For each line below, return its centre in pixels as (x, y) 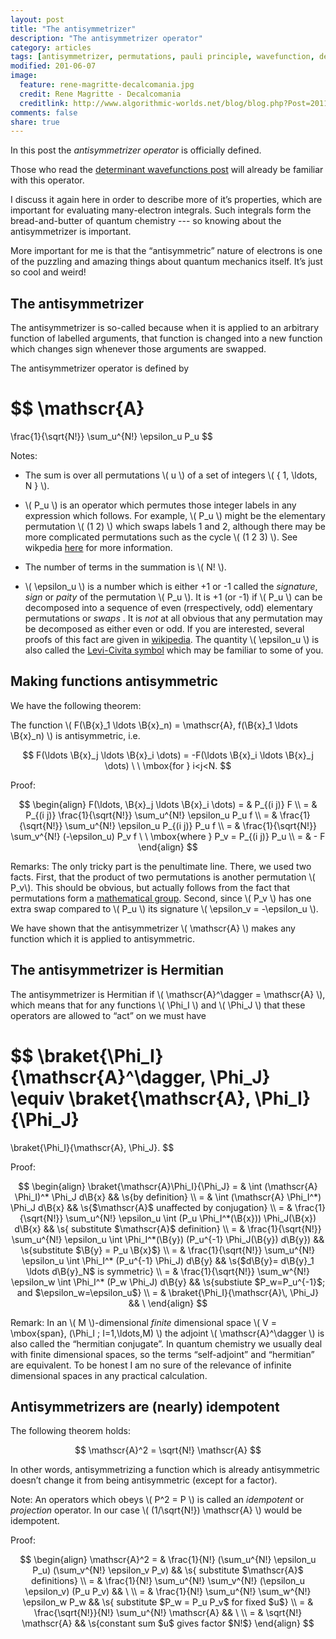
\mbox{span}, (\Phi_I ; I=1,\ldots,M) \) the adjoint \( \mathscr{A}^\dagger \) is (167, 1333)
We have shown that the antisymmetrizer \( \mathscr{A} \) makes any (153, 928)
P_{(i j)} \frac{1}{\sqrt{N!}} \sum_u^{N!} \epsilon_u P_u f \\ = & (151, 815)
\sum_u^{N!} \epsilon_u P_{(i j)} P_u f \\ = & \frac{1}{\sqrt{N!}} (191, 825)
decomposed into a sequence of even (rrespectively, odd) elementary (168, 607)
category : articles (51, 47)
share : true (35, 122)
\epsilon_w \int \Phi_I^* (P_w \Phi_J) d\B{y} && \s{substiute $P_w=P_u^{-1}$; (168, 1282)
